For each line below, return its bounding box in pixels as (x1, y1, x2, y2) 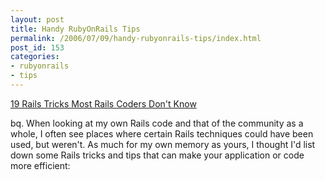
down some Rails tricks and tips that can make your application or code (10, 149, 305, 161)
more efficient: (10, 159, 71, 171)
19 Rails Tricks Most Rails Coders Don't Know (10, 97, 197, 110)
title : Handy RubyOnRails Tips (10, 24, 141, 34)
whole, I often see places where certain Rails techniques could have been (10, 127, 314, 140)
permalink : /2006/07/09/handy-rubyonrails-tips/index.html (10, 33, 262, 43)
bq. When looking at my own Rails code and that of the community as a (10, 117, 304, 129)
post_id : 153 (10, 42, 65, 53)
